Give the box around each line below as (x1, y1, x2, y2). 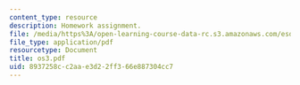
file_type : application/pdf (9, 37, 114, 47)
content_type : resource (9, 12, 98, 22)
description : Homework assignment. (9, 21, 142, 30)
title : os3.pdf (9, 54, 66, 63)
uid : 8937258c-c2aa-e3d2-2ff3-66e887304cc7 (9, 63, 174, 72)
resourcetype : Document (9, 46, 98, 55)
